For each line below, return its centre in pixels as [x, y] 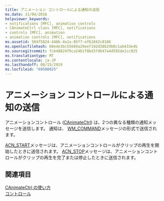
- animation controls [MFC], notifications [50, 38]
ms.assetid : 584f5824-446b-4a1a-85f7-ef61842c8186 [58, 42]
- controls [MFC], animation [35, 33]
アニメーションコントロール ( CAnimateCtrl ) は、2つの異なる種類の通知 [77, 122]
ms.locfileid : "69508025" [32, 70]
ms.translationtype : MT [30, 56]
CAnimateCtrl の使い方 [28, 187]
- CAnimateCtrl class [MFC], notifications [50, 28]
